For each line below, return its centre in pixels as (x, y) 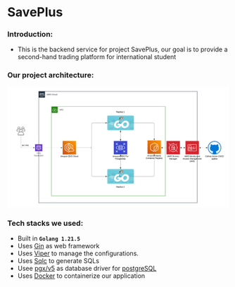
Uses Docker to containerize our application (81, 276)
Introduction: (30, 34)
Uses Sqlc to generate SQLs (58, 261)
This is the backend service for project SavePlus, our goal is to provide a (122, 49)
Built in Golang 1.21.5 (49, 238)
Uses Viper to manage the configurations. (78, 253)
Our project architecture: (51, 75)
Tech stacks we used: (45, 223)
